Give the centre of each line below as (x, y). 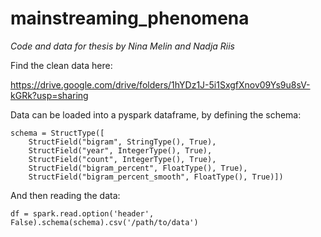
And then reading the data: (65, 195)
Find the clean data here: (61, 65)
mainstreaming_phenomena (130, 18)
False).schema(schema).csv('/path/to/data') (104, 222)
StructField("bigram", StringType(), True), (122, 142)
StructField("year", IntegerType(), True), (120, 150)
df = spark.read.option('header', (82, 213)
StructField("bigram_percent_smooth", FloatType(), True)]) (156, 177)
